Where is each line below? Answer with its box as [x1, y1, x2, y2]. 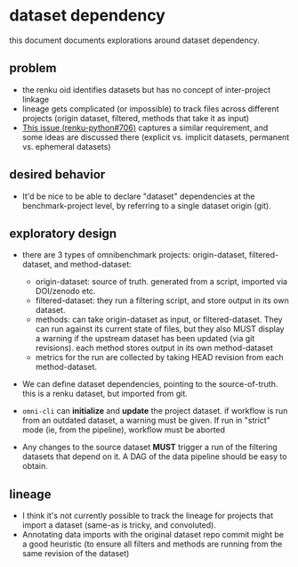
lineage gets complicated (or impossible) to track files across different [21, 103, 279, 114]
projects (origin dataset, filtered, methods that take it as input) [21, 112, 250, 123]
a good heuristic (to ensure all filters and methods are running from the [21, 538, 283, 549]
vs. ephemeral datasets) [21, 141, 111, 152]
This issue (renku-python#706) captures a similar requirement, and [21, 122, 269, 133]
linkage [21, 94, 50, 104]
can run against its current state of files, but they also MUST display [35, 324, 285, 334]
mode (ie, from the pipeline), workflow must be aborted [21, 424, 225, 435]
